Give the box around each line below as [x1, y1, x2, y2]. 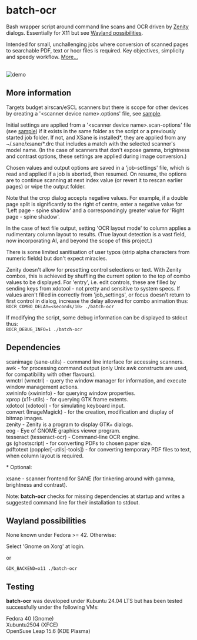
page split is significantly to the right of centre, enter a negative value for [6, 200, 183, 207]
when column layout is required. [6, 452, 84, 459]
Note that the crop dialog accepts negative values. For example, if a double [6, 194, 188, 201]
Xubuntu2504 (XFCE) [6, 621, 59, 628]
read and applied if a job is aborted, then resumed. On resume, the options [6, 170, 187, 177]
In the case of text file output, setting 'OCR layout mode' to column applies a [6, 225, 191, 232]
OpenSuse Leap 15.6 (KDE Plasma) [6, 628, 91, 635]
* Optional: [6, 463, 32, 470]
